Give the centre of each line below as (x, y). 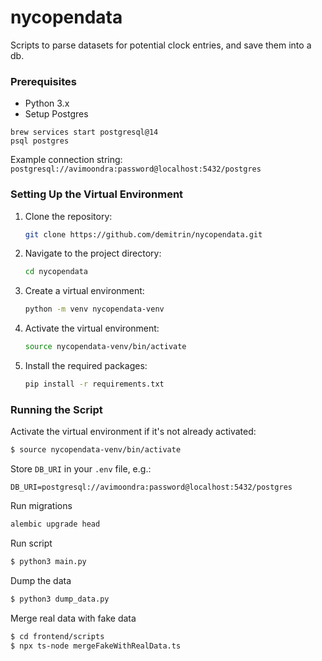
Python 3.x (47, 103)
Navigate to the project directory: (93, 253)
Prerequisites (43, 81)
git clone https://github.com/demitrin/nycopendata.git (143, 234)
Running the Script (56, 409)
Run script (31, 543)
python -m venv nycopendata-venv (94, 309)
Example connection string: (66, 160)
